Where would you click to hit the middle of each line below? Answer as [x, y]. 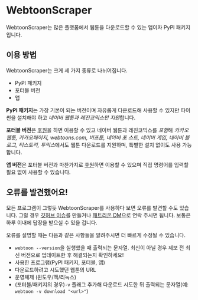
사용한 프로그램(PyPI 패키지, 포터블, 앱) [60, 262]
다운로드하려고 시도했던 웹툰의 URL [55, 269]
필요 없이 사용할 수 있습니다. [38, 172]
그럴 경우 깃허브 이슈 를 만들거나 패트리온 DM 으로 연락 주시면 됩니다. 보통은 [105, 215]
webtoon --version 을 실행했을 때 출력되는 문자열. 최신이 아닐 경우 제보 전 [99, 248]
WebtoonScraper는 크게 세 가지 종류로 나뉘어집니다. [67, 70]
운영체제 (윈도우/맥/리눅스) [46, 277]
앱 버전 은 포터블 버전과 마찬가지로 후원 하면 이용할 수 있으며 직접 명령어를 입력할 [98, 164]
